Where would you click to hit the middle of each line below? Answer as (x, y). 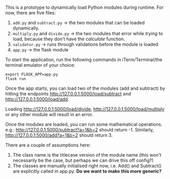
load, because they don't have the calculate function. (69, 39)
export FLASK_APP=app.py (32, 74)
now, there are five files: (31, 13)
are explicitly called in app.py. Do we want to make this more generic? (87, 171)
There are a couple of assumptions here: (48, 145)
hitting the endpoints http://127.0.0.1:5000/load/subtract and (68, 94)
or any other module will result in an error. (49, 114)
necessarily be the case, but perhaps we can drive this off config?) (83, 160)
